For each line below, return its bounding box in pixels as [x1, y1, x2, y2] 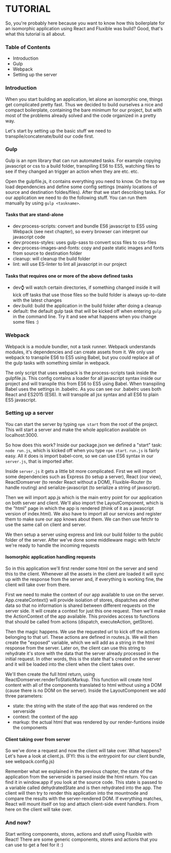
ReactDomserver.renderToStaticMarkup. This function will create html [5, 677, 152, 683]
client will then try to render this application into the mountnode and [5, 790, 148, 796]
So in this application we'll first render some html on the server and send [5, 566, 158, 572]
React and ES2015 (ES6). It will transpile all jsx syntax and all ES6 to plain [5, 391, 159, 397]
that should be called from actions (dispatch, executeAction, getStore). [5, 619, 154, 625]
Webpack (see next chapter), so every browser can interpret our [12, 229, 149, 235]
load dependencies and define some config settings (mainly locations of [5, 184, 157, 190]
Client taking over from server [5, 736, 70, 742]
